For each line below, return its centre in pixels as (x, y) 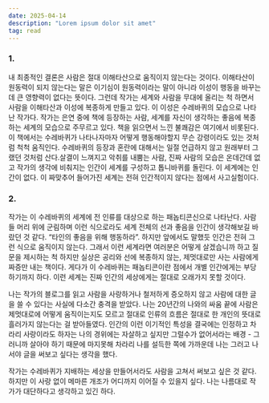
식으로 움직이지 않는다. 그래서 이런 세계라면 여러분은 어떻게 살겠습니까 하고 (133, 247)
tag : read (25, 30)
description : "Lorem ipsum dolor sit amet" (82, 23)
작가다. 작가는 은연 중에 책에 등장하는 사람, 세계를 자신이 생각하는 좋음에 (129, 117)
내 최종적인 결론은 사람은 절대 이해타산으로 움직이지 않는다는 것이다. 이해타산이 (132, 77)
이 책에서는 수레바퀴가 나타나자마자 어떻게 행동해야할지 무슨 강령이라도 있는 (126, 137)
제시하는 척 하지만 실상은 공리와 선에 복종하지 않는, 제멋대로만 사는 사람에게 (141, 256)
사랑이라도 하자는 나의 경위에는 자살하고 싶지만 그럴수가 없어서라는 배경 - (137, 334)
